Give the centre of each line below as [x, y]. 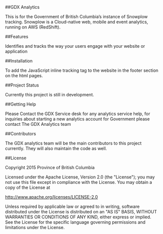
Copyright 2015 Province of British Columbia [50, 167]
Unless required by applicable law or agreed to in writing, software [72, 206]
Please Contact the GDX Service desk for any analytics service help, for [78, 114]
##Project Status [22, 85]
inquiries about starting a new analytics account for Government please [77, 119]
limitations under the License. [35, 227]
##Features [17, 37]
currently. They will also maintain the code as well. [56, 148]
